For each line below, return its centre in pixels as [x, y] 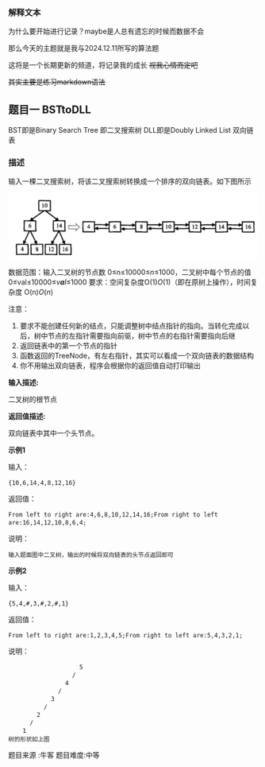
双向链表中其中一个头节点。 [54, 433]
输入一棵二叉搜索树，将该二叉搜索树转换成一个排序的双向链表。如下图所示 [130, 181]
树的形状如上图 [29, 739]
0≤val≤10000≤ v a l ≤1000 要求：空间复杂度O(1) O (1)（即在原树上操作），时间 [130, 282]
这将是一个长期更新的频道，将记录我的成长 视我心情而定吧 [103, 65]
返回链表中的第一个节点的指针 [68, 345]
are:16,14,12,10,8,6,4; [48, 522]
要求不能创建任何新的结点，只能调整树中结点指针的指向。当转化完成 [131, 325]
